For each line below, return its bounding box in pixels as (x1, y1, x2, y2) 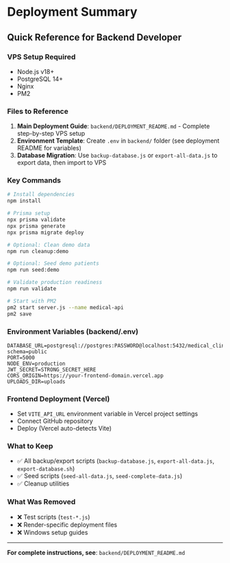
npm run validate (7, 285, 57, 292)
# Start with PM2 (7, 298, 57, 304)
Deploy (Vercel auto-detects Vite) (16, 424, 112, 433)
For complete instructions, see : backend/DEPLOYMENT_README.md (7, 548, 186, 556)
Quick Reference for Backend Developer (7, 32, 182, 43)
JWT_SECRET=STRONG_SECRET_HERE (7, 366, 97, 373)
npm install (7, 197, 41, 204)
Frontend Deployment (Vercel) (7, 394, 110, 403)
